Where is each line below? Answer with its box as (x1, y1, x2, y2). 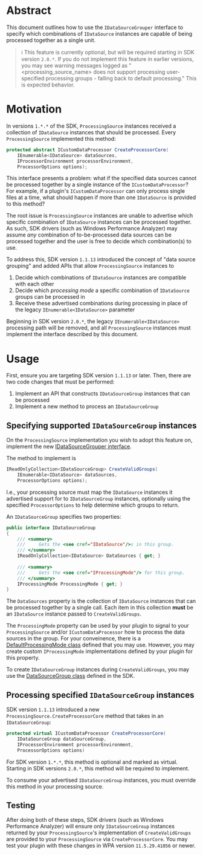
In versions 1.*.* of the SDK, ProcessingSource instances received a (6, 122, 176, 129)
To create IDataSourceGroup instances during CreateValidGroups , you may (6, 666, 189, 673)
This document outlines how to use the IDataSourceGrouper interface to (6, 24, 183, 31)
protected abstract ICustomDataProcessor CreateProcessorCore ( (6, 146, 169, 153)
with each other (14, 281, 54, 288)
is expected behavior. (21, 81, 75, 88)
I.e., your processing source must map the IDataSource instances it (6, 488, 173, 496)
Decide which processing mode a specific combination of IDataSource (14, 287, 190, 294)
